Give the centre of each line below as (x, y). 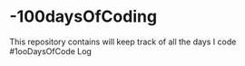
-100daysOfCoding (83, 17)
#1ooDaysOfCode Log (51, 51)
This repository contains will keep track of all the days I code (123, 42)
